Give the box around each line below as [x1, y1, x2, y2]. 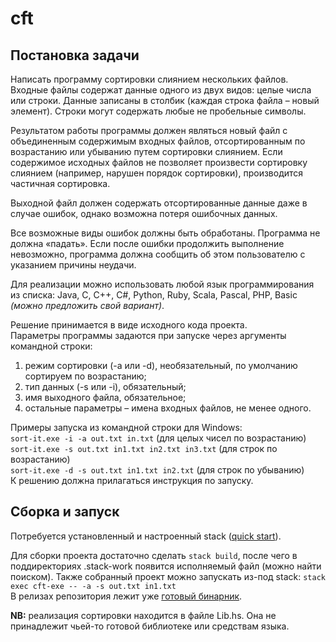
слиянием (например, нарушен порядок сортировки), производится [10, 167, 304, 179]
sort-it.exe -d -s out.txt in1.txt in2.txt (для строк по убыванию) [10, 464, 305, 476]
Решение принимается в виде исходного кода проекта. [10, 319, 248, 331]
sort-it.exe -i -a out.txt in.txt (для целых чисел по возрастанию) [10, 432, 307, 444]
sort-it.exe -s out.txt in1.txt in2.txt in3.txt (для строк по [10, 443, 278, 454]
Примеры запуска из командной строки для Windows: [10, 422, 243, 433]
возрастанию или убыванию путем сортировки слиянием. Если [10, 146, 283, 157]
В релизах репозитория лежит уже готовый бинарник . [10, 590, 243, 602]
